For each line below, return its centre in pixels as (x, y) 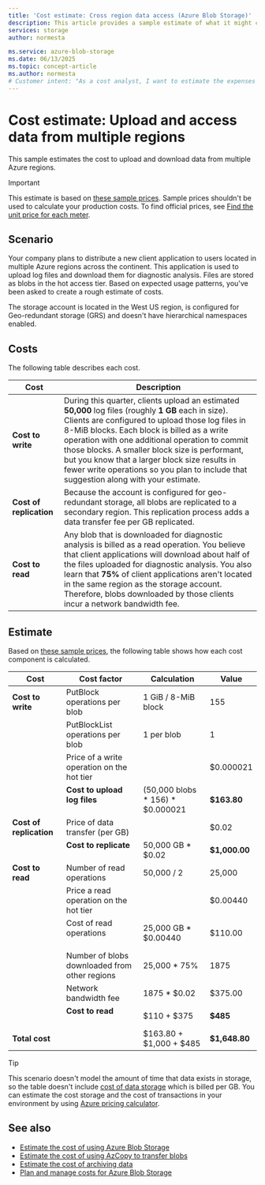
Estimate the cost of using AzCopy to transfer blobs (103, 1155)
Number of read (95, 868)
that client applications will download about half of (157, 555)
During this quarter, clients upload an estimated (152, 401)
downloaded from (99, 966)
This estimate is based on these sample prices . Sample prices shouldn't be (130, 197)
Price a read (88, 891)
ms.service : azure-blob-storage (61, 52)
